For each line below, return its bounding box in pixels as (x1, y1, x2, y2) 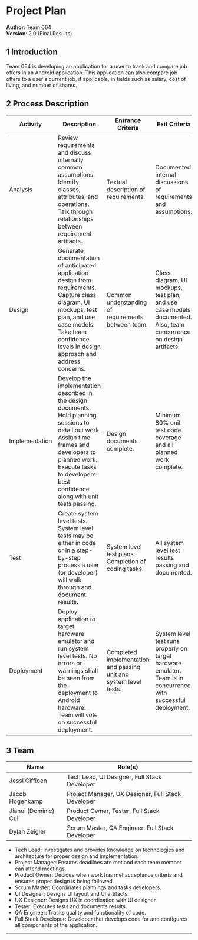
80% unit (155, 418, 181, 426)
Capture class (58, 291, 96, 299)
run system (58, 644, 90, 652)
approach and (58, 350, 97, 358)
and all (155, 440, 174, 449)
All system (155, 538, 184, 547)
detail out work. (58, 426, 101, 434)
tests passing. (58, 500, 97, 508)
